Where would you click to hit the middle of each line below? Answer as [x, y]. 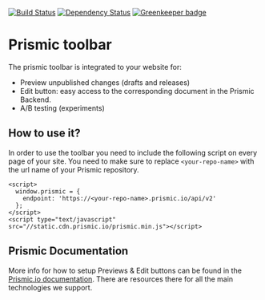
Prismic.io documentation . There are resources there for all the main [121, 279]
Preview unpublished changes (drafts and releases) [105, 82]
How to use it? [44, 134]
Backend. [36, 99]
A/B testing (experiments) [62, 107]
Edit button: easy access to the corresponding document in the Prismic [137, 91]
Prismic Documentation [68, 251]
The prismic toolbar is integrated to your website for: [95, 67]
